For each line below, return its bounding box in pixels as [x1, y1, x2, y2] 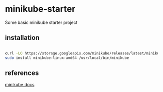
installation [5, 34, 40, 42]
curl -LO [5, 51, 23, 55]
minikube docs [5, 82, 35, 88]
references [5, 69, 39, 77]
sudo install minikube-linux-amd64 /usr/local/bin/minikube [5, 55, 130, 60]
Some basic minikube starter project [5, 19, 78, 25]
